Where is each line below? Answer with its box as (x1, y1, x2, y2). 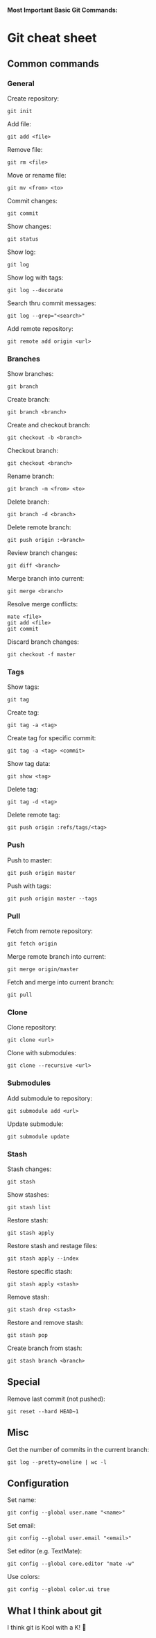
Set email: (7, 1521, 36, 1530)
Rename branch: (7, 472, 54, 481)
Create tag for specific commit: (7, 734, 96, 742)
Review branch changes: (7, 549, 78, 557)
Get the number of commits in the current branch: (7, 1445, 150, 1453)
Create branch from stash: (7, 1344, 83, 1352)
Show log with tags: (7, 273, 64, 282)
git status (7, 235, 39, 242)
